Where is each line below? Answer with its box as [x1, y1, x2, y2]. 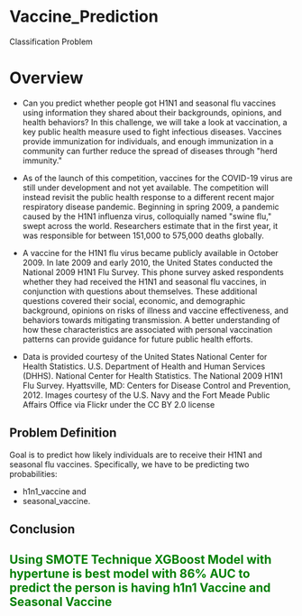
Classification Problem [9, 36, 93, 47]
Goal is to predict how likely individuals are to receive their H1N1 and [9, 449, 263, 460]
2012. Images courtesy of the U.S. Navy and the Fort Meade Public [22, 390, 270, 400]
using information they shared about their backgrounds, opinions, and [22, 106, 282, 118]
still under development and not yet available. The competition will [22, 182, 269, 193]
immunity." [22, 155, 63, 166]
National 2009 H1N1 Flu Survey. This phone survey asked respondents [22, 266, 284, 277]
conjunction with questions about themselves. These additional [22, 286, 258, 297]
